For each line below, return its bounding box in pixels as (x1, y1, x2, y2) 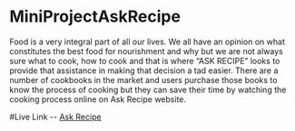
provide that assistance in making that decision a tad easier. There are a (9, 65, 279, 76)
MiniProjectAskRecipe (9, 6, 182, 27)
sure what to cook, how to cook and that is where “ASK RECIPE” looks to (9, 55, 280, 66)
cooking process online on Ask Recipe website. (9, 93, 187, 105)
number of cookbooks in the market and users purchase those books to (9, 74, 278, 85)
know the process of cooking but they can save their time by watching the (9, 84, 287, 95)
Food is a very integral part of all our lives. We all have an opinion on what (9, 36, 286, 47)
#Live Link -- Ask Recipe (9, 111, 102, 122)
